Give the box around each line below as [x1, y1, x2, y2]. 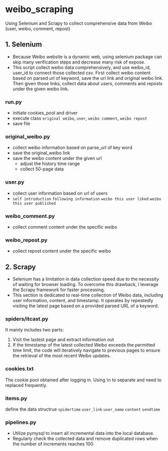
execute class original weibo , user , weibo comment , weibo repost [12, 115, 147, 122]
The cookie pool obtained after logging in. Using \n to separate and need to [5, 377, 162, 383]
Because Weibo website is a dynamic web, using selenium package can [12, 53, 162, 60]
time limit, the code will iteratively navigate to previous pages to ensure [12, 347, 160, 354]
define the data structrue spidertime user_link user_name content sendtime [5, 406, 160, 412]
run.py [5, 98, 22, 105]
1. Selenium [5, 40, 42, 49]
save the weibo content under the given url [12, 155, 102, 161]
